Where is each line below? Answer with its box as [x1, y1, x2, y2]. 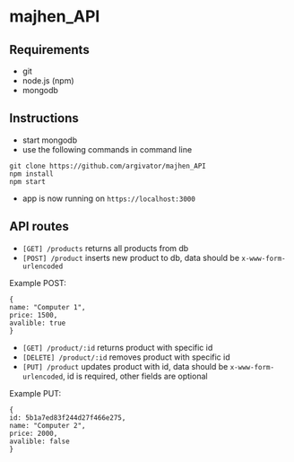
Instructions [9, 110, 79, 126]
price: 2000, [9, 429, 58, 438]
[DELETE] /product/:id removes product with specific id [22, 352, 230, 362]
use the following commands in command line [22, 144, 193, 154]
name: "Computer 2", [9, 421, 87, 430]
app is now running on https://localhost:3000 [22, 193, 195, 204]
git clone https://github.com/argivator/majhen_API [9, 161, 206, 170]
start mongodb [22, 135, 78, 145]
